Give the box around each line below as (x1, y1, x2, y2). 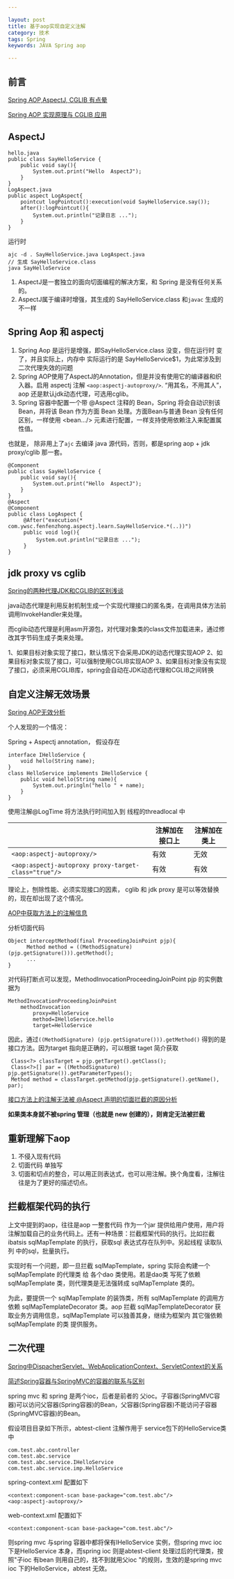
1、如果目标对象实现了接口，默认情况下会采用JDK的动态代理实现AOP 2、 (8, 649, 217, 657)
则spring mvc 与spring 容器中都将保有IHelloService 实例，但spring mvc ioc (8, 1538, 223, 1546)
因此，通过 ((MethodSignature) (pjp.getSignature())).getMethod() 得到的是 (8, 1035, 226, 1044)
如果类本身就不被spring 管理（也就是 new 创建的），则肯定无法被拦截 (8, 1110, 206, 1118)
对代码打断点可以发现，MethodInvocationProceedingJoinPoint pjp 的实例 (8, 975, 217, 983)
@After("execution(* (23, 516, 83, 523)
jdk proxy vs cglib (8, 567, 86, 579)
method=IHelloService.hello (33, 1016, 114, 1023)
